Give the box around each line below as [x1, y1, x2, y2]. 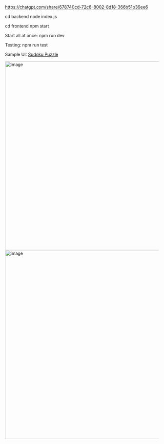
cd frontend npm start [5, 23, 49, 29]
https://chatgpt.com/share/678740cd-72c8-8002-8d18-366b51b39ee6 [5, 4, 148, 10]
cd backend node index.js [5, 14, 57, 19]
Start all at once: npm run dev [5, 33, 65, 38]
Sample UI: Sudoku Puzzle [5, 51, 59, 57]
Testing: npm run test [5, 42, 48, 48]
